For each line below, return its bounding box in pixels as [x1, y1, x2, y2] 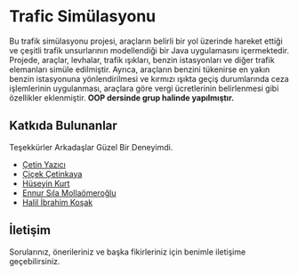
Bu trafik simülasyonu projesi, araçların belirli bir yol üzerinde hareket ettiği [9, 36, 283, 46]
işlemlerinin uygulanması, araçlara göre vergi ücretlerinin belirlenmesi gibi [9, 83, 279, 93]
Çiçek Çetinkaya [21, 168, 83, 179]
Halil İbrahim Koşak [21, 197, 93, 207]
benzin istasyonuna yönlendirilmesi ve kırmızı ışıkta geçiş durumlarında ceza [9, 73, 289, 84]
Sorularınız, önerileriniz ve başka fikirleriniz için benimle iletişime [9, 247, 246, 257]
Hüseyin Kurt [21, 178, 70, 189]
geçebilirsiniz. [9, 255, 60, 266]
